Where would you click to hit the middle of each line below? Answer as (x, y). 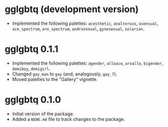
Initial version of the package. (43, 114)
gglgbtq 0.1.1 (32, 49)
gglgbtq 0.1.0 (33, 100)
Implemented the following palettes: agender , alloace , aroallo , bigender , (88, 63)
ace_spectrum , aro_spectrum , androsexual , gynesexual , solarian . (78, 28)
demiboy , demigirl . (31, 68)
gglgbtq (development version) (72, 9)
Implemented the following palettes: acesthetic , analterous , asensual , (85, 23)
